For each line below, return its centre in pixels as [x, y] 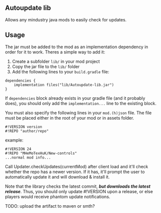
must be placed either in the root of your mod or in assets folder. [70, 118]
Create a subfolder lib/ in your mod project [56, 61]
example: [14, 140]
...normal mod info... [28, 158]
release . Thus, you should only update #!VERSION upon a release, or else [79, 191]
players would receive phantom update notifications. [58, 196]
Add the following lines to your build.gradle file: [61, 71]
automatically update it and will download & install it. [57, 177]
